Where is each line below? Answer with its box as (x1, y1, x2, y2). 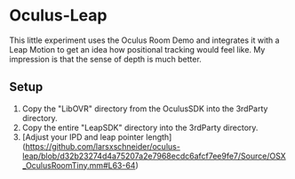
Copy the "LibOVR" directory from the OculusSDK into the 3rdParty (21, 103, 268, 114)
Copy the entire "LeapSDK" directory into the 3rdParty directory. (21, 122, 259, 133)
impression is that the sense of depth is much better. (9, 53, 202, 64)
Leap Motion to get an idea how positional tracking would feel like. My (9, 44, 266, 54)
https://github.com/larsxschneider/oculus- (25, 141, 180, 151)
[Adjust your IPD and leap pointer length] (21, 131, 172, 142)
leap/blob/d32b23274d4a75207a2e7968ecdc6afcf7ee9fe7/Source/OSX (21, 151, 286, 161)
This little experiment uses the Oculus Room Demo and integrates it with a (9, 35, 280, 45)
